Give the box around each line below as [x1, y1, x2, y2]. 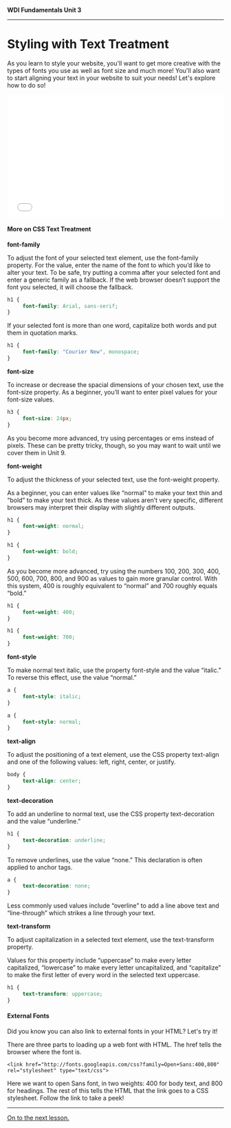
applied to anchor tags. [7, 863, 73, 871]
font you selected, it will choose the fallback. [7, 282, 134, 291]
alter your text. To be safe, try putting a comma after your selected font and [7, 268, 221, 276]
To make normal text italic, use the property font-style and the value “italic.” [7, 666, 221, 674]
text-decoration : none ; [22, 883, 91, 890]
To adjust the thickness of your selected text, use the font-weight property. [7, 475, 220, 483]
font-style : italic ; [22, 693, 81, 700]
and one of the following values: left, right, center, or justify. [7, 758, 176, 766]
